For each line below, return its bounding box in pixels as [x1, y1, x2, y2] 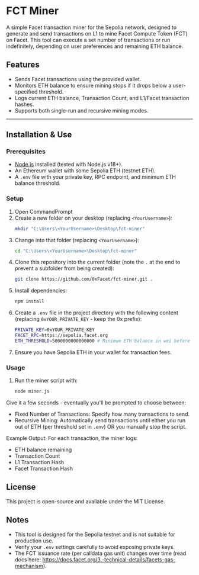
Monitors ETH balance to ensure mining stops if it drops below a [14, 82, 172, 89]
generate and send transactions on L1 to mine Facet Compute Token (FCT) [6, 30, 188, 37]
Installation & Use [6, 130, 72, 140]
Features [6, 60, 40, 70]
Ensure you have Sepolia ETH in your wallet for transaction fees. [14, 348, 172, 356]
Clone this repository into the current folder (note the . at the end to [14, 259, 181, 266]
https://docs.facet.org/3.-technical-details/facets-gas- [42, 555, 176, 563]
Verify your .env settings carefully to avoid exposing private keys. [14, 543, 175, 550]
